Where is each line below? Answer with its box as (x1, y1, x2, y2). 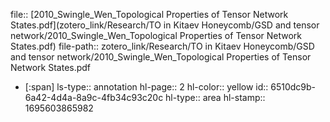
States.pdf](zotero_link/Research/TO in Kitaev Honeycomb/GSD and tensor (10, 19, 320, 31)
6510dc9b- (270, 81, 317, 93)
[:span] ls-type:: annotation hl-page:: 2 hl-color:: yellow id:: (24, 81, 269, 93)
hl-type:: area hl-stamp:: (165, 92, 266, 103)
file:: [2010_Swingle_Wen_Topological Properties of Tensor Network (10, 9, 289, 20)
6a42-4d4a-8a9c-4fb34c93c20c (24, 92, 164, 103)
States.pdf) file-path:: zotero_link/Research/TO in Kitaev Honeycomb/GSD (10, 40, 315, 52)
